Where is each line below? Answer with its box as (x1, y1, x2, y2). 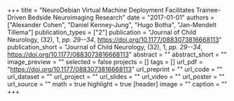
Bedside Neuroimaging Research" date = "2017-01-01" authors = (27, 13, 215, 22)
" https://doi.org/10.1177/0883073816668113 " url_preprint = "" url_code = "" (7, 65, 223, 73)
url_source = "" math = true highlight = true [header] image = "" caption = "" (7, 80, 228, 88)
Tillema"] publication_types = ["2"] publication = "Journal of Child (7, 28, 197, 36)
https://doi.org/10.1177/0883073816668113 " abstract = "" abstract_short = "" (7, 50, 227, 59)
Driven (7, 13, 27, 22)
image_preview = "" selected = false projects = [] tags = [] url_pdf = (7, 58, 203, 65)
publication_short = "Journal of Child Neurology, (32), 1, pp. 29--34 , (7, 43, 203, 51)
